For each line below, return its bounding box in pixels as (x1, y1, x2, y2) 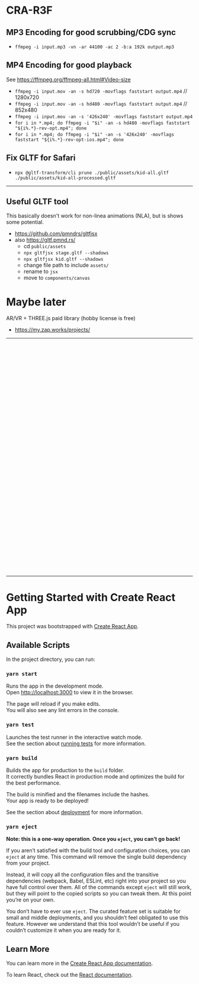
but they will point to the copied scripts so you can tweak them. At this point (6, 890, 191, 897)
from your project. (6, 859, 50, 867)
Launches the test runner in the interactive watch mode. (6, 733, 143, 741)
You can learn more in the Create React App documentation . (6, 960, 153, 967)
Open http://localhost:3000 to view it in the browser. (6, 689, 134, 696)
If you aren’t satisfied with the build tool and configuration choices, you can (6, 847, 191, 854)
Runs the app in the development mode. (6, 682, 104, 689)
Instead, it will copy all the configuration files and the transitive (6, 871, 159, 878)
